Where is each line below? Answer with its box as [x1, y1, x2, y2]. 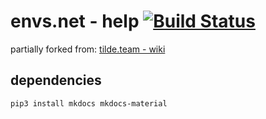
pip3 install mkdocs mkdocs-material [10, 98, 168, 109]
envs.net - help [10, 10, 140, 33]
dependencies [10, 72, 102, 89]
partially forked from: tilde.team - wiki [10, 43, 166, 55]
